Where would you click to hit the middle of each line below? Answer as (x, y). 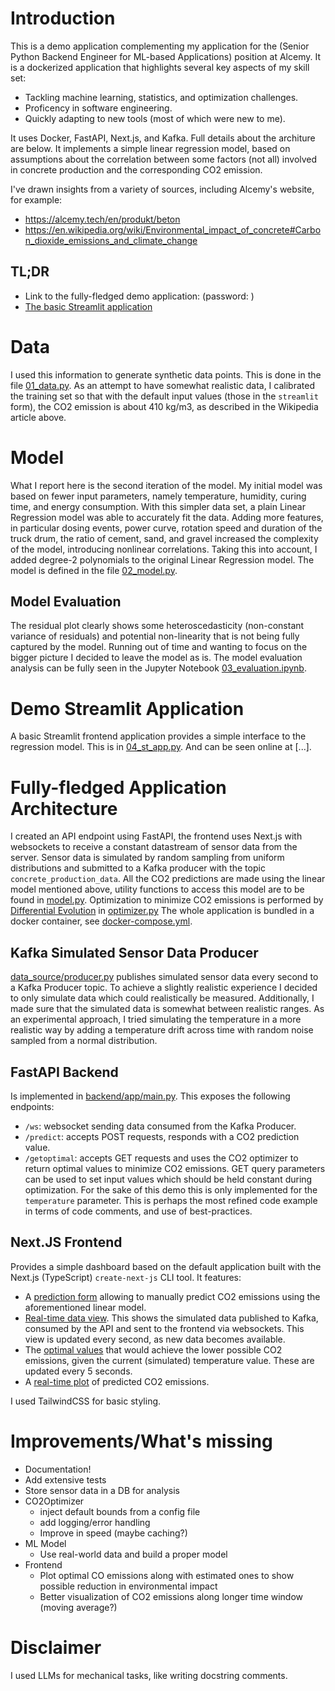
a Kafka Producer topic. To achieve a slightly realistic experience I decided (164, 988)
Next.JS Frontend (66, 1242)
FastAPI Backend (64, 1072)
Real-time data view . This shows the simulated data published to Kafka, (171, 1318)
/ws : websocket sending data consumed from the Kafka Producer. (160, 1126)
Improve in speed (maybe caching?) (113, 1533)
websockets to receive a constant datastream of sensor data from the (154, 847)
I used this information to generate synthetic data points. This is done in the (166, 374)
